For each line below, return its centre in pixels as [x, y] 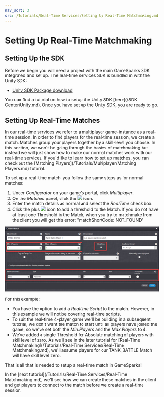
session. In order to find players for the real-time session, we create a [85, 137]
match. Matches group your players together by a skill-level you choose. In [80, 143]
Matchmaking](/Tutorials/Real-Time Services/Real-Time [68, 345]
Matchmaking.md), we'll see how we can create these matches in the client [81, 380]
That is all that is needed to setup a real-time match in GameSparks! [73, 365]
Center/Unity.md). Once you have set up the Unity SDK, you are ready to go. [82, 105]
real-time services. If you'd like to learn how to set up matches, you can [77, 158]
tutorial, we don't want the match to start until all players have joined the [85, 324]
